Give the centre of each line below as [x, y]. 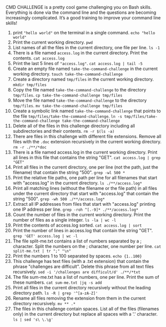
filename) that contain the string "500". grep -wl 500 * [69, 172]
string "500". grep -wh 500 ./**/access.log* [59, 199]
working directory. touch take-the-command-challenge [68, 74]
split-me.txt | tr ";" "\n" [42, 251]
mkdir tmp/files [30, 85]
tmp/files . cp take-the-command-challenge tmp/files [68, 95]
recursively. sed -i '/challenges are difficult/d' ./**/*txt [77, 272]
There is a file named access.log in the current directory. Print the [80, 53]
